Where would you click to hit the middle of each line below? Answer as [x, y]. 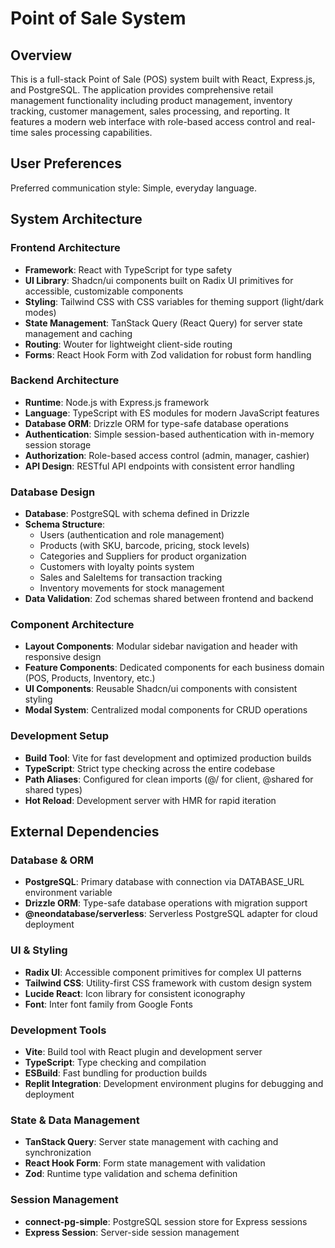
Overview [41, 55]
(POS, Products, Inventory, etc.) [90, 678]
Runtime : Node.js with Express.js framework [117, 402]
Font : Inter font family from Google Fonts [108, 1004]
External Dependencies [85, 832]
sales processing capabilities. [91, 132]
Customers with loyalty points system [117, 567]
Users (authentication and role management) [132, 535]
